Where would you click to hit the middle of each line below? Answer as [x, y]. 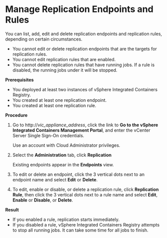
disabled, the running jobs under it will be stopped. [65, 70]
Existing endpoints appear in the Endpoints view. [63, 164]
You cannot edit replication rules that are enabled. [64, 59]
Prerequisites [20, 80]
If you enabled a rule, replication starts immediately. [66, 219]
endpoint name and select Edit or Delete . [55, 179]
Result [12, 209]
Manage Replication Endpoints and [79, 9]
